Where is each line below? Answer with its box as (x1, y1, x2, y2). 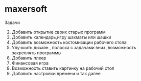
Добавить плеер (11, 55, 47, 61)
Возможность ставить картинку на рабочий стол (11, 65, 115, 71)
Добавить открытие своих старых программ (11, 29, 106, 35)
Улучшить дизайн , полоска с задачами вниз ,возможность (11, 44, 137, 50)
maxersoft (4, 3, 47, 15)
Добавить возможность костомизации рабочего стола (11, 39, 127, 45)
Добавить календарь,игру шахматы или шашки (11, 34, 111, 40)
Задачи (4, 20, 20, 25)
